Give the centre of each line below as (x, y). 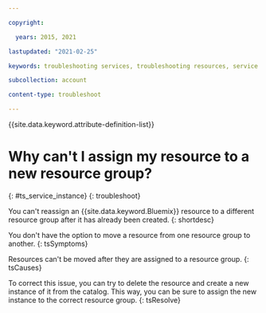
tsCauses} (25, 267)
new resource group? (80, 174)
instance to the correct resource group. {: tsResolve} (95, 299)
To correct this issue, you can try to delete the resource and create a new (129, 283)
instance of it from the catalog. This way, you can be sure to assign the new (133, 291)
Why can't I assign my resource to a (129, 157)
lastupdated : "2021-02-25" (53, 52)
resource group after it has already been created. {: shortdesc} (111, 220)
